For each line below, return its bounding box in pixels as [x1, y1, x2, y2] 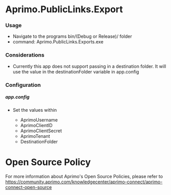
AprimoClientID [20, 122, 53, 128]
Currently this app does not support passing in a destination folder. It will [12, 63, 166, 69]
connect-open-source [5, 184, 52, 190]
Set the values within [12, 107, 57, 113]
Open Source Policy [5, 156, 91, 168]
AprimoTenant [20, 133, 50, 139]
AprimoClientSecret [20, 128, 62, 134]
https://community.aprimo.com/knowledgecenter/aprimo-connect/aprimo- [5, 179, 163, 185]
